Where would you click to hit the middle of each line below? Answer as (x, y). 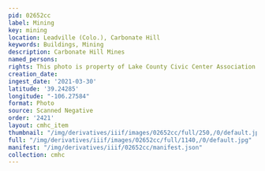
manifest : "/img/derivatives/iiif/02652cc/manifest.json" (105, 147)
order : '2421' (32, 118)
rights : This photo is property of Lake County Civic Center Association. (134, 67)
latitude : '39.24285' (44, 89)
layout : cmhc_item (38, 125)
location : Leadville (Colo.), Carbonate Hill (84, 37)
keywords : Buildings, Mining (56, 45)
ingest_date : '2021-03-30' (52, 81)
